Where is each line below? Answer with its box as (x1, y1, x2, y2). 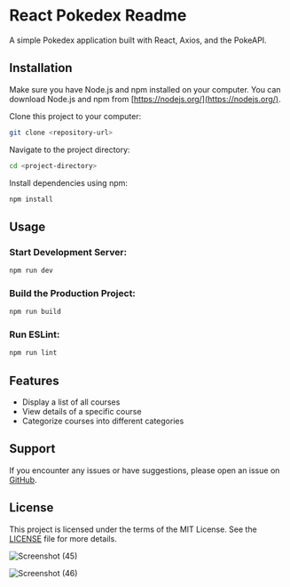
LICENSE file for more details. (9, 533, 117, 543)
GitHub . (9, 474, 37, 485)
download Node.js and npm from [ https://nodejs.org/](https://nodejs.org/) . (9, 93, 281, 104)
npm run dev (9, 266, 53, 276)
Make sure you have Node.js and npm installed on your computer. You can (9, 84, 281, 94)
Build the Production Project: (9, 286, 136, 299)
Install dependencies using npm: (9, 177, 129, 188)
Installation (9, 60, 73, 76)
